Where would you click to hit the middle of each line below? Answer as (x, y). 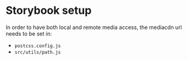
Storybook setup (49, 11)
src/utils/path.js (37, 52)
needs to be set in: (29, 33)
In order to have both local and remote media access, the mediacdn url (94, 27)
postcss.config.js (37, 46)
